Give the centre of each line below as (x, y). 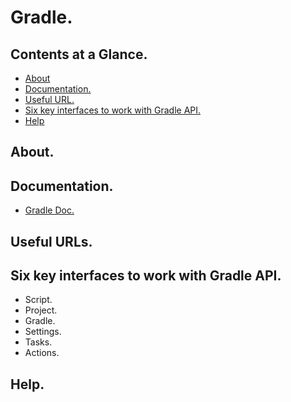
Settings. (43, 332)
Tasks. (38, 342)
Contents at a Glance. (79, 54)
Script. (38, 300)
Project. (41, 310)
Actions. (42, 353)
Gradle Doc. (49, 210)
